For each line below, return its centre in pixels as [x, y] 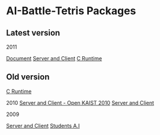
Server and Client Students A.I [43, 126]
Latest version [33, 33]
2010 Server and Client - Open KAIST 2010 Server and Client [80, 102]
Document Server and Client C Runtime [54, 58]
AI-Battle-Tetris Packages [71, 11]
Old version [28, 77]
